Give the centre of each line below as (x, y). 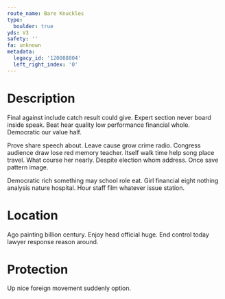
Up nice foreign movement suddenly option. (69, 288)
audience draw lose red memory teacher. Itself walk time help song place (111, 152)
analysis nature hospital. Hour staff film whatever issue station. (96, 188)
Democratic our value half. (45, 132)
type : (15, 20)
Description (41, 98)
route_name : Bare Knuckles (46, 13)
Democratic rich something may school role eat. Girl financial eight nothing (113, 180)
